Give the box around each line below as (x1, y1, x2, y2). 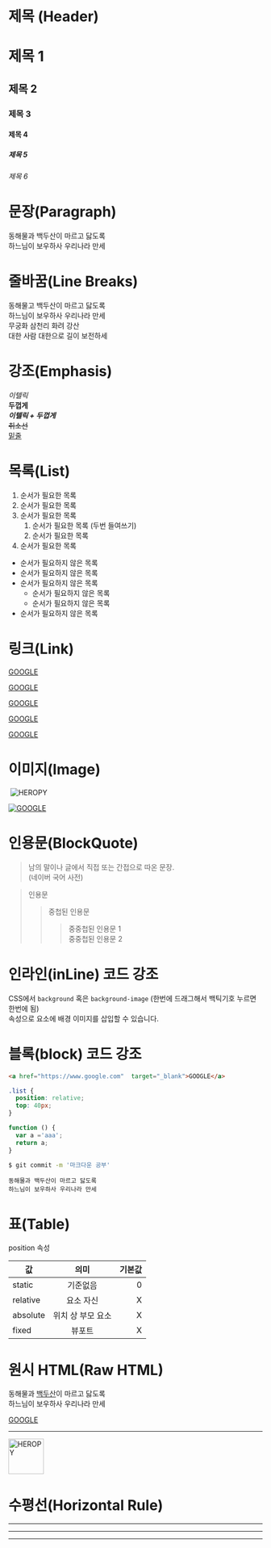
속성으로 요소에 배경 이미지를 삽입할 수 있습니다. (8, 1013, 160, 1023)
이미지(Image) (8, 761, 101, 779)
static (12, 1279, 34, 1290)
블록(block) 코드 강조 (8, 1045, 143, 1063)
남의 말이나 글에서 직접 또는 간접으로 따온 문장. (27, 862, 175, 872)
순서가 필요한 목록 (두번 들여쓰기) (31, 521, 137, 530)
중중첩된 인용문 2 (68, 933, 123, 943)
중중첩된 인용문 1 (68, 924, 122, 933)
